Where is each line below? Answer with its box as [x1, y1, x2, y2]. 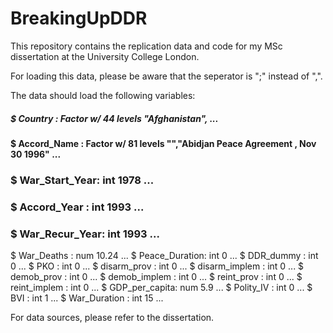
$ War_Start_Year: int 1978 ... [10, 173, 155, 187]
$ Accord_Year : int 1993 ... [10, 200, 145, 214]
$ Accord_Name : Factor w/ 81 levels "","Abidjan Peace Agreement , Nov [10, 137, 317, 149]
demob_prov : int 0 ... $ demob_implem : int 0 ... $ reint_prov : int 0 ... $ [10, 271, 303, 283]
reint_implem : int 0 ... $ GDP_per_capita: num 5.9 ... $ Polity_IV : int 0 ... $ [10, 282, 313, 294]
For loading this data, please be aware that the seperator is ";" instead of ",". [10, 70, 323, 82]
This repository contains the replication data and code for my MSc [10, 40, 283, 52]
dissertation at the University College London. [10, 50, 200, 62]
